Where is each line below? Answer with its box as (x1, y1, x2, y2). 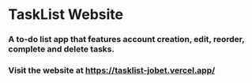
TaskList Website (8, 6, 124, 24)
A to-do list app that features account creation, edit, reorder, (8, 34, 245, 45)
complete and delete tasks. (8, 43, 115, 55)
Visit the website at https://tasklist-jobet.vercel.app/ (8, 65, 216, 76)
